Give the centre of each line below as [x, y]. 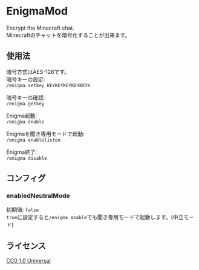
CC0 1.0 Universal [29, 261]
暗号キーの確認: [26, 97]
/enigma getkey [25, 104]
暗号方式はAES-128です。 [38, 71]
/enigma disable [27, 158]
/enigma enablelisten [34, 140]
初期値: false [23, 209]
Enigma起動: [22, 116]
